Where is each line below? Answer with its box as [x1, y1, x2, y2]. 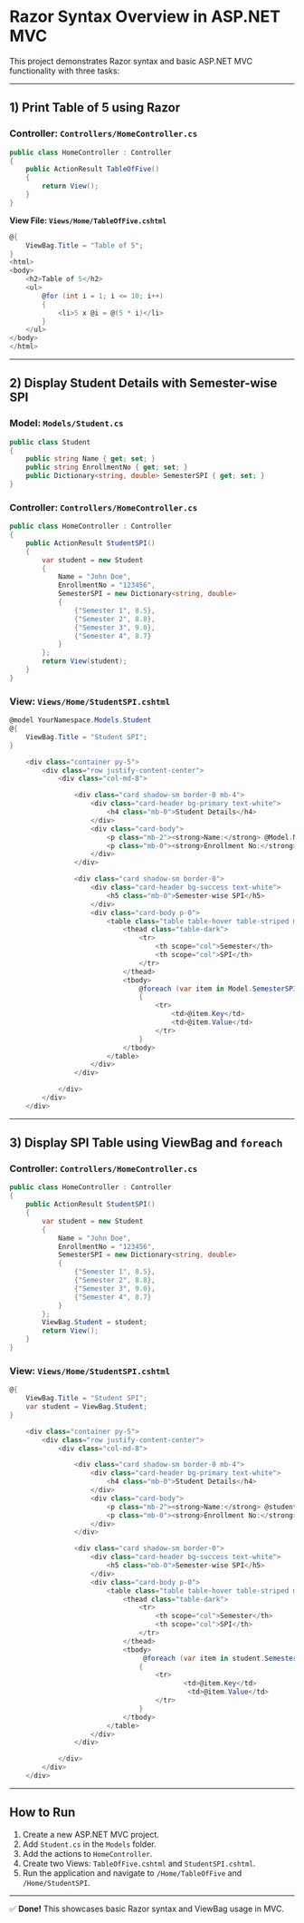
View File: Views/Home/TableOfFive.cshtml [9, 215, 167, 226]
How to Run [9, 1805, 76, 1821]
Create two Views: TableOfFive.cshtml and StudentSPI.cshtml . [22, 1858, 256, 1869]
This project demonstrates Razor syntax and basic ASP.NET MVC [9, 55, 253, 66]
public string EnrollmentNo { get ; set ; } [25, 463, 188, 473]
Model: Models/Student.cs [9, 417, 124, 430]
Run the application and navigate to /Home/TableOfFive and [22, 1867, 242, 1879]
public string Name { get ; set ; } [25, 454, 156, 464]
